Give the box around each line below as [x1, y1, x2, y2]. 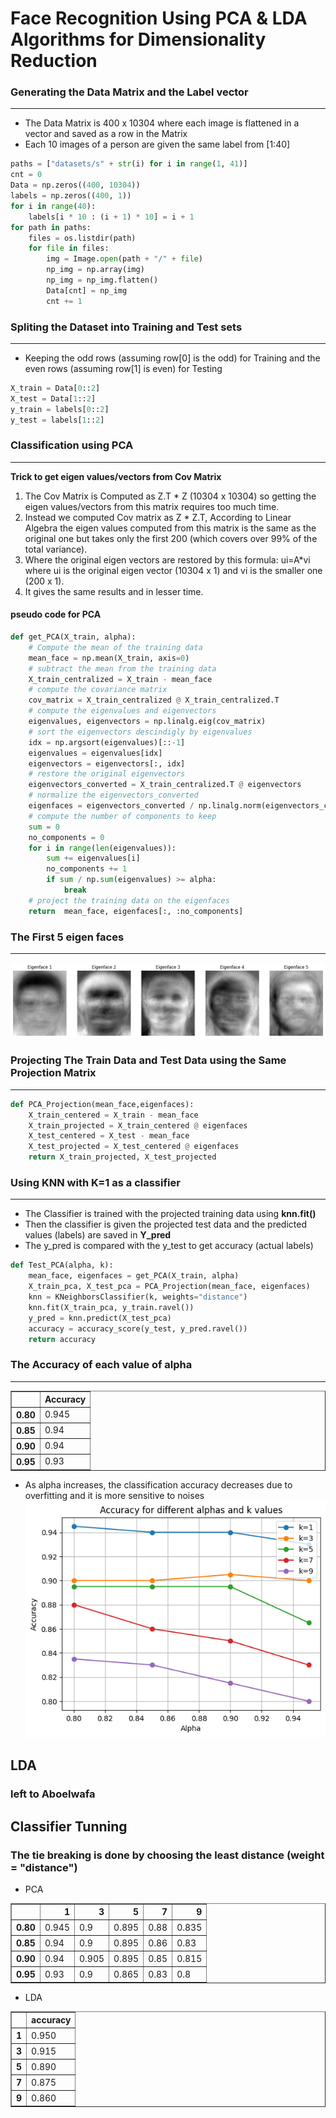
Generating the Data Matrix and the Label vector [10, 85, 249, 99]
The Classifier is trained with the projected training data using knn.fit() [24, 1208, 317, 1220]
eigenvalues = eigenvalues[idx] [28, 748, 163, 758]
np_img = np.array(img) [46, 265, 145, 275]
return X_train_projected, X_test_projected [28, 1152, 217, 1162]
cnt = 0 [10, 170, 43, 180]
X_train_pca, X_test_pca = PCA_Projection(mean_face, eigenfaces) [28, 1282, 311, 1292]
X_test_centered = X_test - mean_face [28, 1131, 190, 1141]
